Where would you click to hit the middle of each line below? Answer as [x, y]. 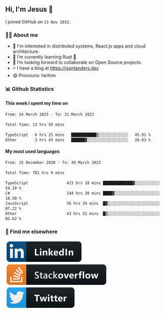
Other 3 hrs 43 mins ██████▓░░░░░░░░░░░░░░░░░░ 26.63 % [78, 140]
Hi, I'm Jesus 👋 [29, 9]
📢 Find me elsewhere [31, 232]
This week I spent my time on [37, 103]
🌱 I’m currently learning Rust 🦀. [45, 57]
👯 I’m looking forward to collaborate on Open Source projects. [77, 62]
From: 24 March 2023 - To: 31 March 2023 [50, 115]
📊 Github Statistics [30, 89]
